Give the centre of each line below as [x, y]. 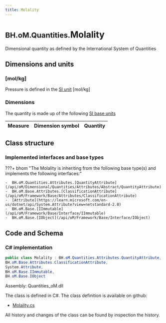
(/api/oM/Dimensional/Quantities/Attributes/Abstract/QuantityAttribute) [83, 187]
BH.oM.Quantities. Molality [55, 34]
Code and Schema [34, 233]
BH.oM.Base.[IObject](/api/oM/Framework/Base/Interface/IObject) [81, 218]
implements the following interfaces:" [44, 174]
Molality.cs [23, 305]
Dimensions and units [40, 64]
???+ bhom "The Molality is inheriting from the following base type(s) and [81, 168]
